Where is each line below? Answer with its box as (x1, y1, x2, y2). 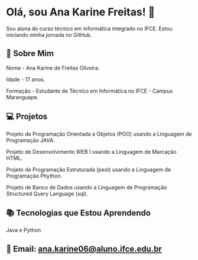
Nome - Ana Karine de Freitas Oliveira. (6, 64, 100, 71)
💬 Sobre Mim (6, 49, 54, 59)
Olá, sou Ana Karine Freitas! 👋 (6, 5, 155, 19)
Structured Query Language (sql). (6, 190, 89, 197)
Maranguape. (6, 93, 39, 100)
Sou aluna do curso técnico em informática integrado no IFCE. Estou (6, 25, 173, 32)
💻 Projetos (6, 112, 48, 122)
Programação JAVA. (6, 137, 55, 144)
